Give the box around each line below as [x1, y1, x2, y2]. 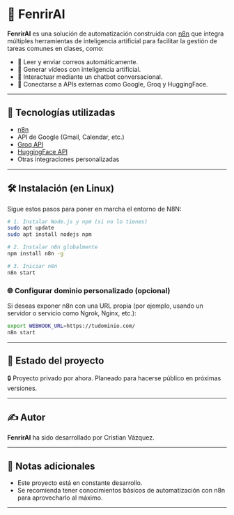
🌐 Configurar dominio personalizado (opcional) [7, 285, 171, 295]
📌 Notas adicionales [7, 460, 95, 472]
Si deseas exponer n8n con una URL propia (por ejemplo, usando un [7, 301, 204, 310]
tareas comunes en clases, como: [7, 44, 104, 52]
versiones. [7, 384, 38, 392]
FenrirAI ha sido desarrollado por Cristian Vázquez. [7, 433, 155, 442]
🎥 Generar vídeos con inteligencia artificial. [17, 65, 141, 73]
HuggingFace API [17, 147, 68, 156]
